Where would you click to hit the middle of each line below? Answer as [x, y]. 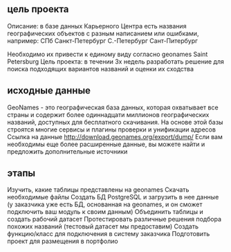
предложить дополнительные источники [67, 151]
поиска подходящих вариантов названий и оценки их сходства [101, 69]
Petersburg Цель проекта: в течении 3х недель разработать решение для [116, 61]
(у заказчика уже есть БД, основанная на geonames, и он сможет [105, 204]
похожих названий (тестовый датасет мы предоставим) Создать [103, 226]
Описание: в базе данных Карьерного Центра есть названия [97, 26]
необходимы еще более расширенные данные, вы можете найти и [106, 144]
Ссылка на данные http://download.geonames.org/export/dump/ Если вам [115, 136]
